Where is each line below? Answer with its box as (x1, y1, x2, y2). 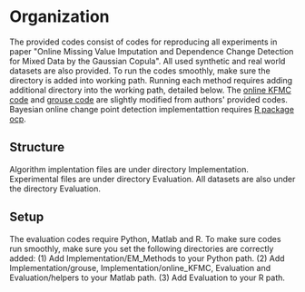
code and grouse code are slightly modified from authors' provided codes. (9, 93, 289, 105)
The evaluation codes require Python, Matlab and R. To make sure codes (9, 233, 281, 244)
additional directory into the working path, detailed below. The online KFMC (9, 84, 292, 95)
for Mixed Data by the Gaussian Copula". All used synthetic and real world (9, 55, 286, 66)
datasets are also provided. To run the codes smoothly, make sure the (9, 65, 271, 76)
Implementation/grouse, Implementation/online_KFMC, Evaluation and (9, 262, 271, 273)
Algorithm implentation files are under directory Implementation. (9, 163, 250, 174)
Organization (9, 6, 110, 27)
